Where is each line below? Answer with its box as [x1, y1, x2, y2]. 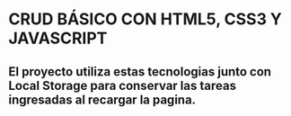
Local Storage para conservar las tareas [8, 77, 237, 94]
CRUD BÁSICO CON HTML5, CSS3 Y [8, 9, 282, 30]
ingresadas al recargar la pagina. [8, 92, 197, 107]
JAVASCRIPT [8, 28, 108, 49]
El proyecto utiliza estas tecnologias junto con [8, 64, 271, 79]
